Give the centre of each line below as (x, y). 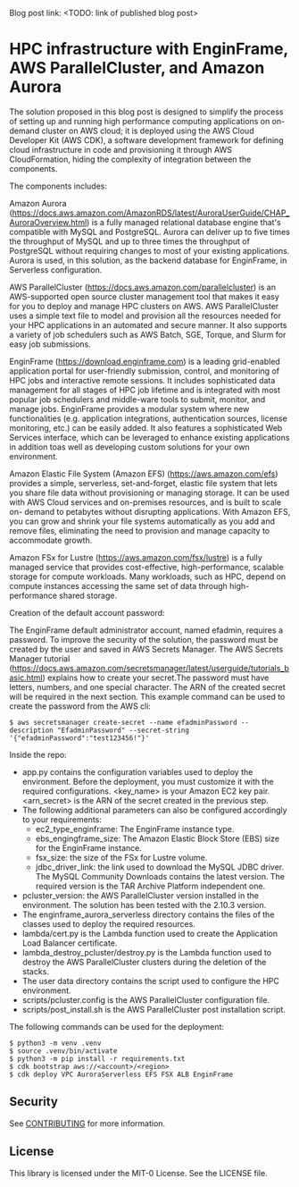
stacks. (35, 971)
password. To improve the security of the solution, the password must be (144, 639)
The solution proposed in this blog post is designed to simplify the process (146, 112)
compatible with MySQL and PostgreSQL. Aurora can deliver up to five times (149, 232)
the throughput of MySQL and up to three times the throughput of (129, 241)
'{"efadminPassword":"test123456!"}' (79, 738)
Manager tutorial (40, 658)
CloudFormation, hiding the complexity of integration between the (130, 159)
